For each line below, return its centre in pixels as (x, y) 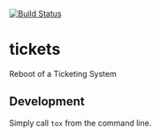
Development (47, 102)
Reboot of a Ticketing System (63, 73)
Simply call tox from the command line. (80, 123)
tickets (35, 49)
